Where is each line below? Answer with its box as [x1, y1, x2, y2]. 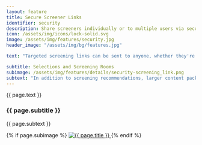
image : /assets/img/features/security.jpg [6, 37, 114, 43]
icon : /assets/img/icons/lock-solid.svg [6, 31, 109, 37]
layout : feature [6, 8, 47, 15]
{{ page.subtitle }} [6, 106, 61, 114]
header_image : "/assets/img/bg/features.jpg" [6, 43, 122, 49]
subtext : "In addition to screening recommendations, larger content [6, 75, 185, 81]
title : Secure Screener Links [6, 14, 82, 20]
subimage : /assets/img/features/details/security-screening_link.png [6, 70, 185, 75]
